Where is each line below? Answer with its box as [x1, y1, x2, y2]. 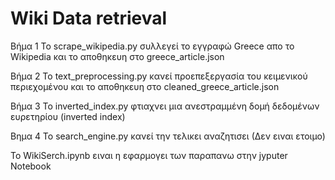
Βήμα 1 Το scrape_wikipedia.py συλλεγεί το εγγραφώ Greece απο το [10, 40, 295, 52]
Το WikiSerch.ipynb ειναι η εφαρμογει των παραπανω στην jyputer [10, 149, 288, 161]
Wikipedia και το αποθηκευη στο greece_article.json [10, 50, 225, 62]
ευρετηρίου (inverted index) [10, 110, 126, 122]
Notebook [10, 160, 52, 172]
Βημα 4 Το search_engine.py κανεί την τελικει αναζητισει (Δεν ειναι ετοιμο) [10, 130, 326, 142]
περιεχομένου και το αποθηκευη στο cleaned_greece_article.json [10, 80, 280, 92]
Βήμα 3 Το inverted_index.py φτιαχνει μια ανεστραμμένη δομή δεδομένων [10, 100, 320, 112]
